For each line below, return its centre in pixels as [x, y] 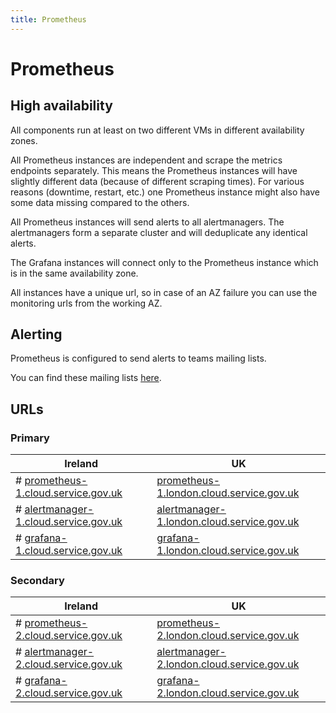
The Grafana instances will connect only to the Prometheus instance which [164, 262]
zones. [24, 140]
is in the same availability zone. [74, 273]
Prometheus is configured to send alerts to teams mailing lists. [138, 358]
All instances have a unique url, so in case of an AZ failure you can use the [164, 292]
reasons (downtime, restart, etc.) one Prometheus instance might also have [165, 192]
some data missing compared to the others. [100, 202]
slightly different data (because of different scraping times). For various [157, 181]
